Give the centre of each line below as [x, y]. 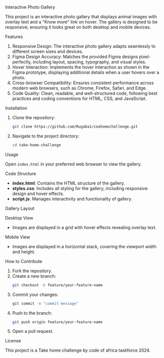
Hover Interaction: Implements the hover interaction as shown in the [81, 67]
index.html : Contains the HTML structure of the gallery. [68, 183]
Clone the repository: [34, 117]
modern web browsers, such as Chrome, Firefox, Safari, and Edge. [80, 88]
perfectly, [22, 62]
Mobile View [18, 237]
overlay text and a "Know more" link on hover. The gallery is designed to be [82, 22]
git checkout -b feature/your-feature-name [57, 285]
